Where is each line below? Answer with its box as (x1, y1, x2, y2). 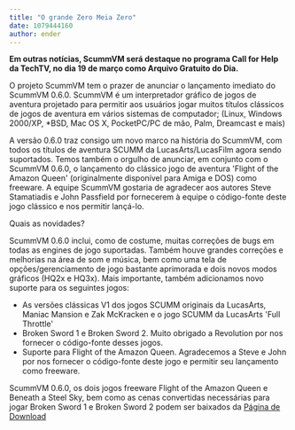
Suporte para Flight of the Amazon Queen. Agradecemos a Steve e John (21, 347, 287, 357)
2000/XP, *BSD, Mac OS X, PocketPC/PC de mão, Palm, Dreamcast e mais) (9, 118, 286, 129)
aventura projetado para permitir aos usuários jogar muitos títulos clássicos (9, 99, 284, 110)
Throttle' (21, 318, 54, 329)
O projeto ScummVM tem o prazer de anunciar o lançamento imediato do (9, 81, 276, 91)
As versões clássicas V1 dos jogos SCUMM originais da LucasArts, (21, 300, 267, 310)
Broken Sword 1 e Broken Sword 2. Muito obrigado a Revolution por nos (21, 328, 283, 339)
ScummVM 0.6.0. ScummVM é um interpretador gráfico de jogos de (9, 90, 257, 100)
